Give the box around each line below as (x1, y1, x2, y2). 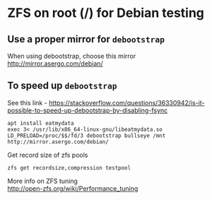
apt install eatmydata (7, 119, 74, 127)
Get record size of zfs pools (7, 151, 88, 159)
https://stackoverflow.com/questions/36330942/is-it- (48, 98, 205, 107)
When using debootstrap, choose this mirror (7, 52, 136, 60)
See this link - (7, 98, 47, 107)
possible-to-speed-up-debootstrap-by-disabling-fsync (7, 106, 168, 114)
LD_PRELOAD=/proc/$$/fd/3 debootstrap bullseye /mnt (7, 132, 166, 139)
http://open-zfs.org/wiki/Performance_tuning (7, 184, 139, 192)
